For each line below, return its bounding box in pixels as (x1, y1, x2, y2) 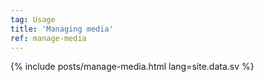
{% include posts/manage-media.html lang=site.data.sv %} (10, 61, 255, 73)
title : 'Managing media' (10, 24, 114, 34)
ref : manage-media (10, 33, 87, 43)
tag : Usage (10, 14, 56, 25)
